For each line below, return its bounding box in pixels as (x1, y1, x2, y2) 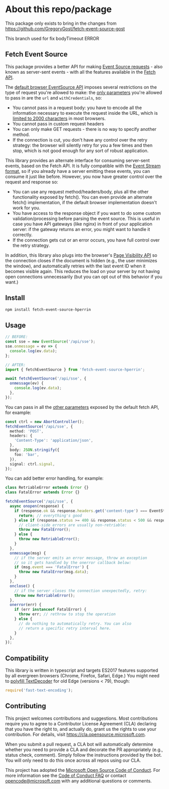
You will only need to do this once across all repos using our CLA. (5, 757, 141, 763)
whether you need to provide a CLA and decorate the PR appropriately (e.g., (5, 747, 163, 753)
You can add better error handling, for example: (5, 475, 104, 481)
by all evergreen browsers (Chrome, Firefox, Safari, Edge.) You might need (5, 673, 160, 679)
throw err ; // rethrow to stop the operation (18, 612, 116, 617)
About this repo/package (5, 4, 112, 15)
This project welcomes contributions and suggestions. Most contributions (5, 715, 158, 721)
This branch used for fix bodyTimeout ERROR (5, 35, 100, 41)
